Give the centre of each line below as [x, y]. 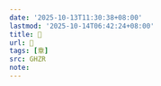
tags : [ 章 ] [29, 51]
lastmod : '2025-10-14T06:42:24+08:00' [82, 26]
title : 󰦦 [26, 34]
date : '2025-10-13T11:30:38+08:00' [76, 17]
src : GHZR [28, 59]
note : [19, 68]
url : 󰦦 [22, 43]
